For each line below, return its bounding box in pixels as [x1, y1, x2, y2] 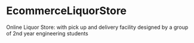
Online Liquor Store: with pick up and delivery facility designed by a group [6, 24, 189, 31]
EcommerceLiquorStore [6, 4, 127, 18]
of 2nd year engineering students [6, 29, 88, 37]
